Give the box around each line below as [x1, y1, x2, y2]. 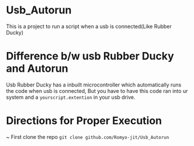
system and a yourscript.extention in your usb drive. [6, 93, 136, 100]
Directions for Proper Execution [6, 114, 162, 127]
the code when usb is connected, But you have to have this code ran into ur [6, 87, 188, 94]
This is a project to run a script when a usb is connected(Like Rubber [6, 23, 172, 30]
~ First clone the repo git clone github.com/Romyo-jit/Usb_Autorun [6, 133, 169, 140]
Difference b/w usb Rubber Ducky [6, 50, 174, 63]
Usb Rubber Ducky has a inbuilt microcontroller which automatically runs [6, 81, 182, 88]
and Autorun [6, 62, 68, 75]
